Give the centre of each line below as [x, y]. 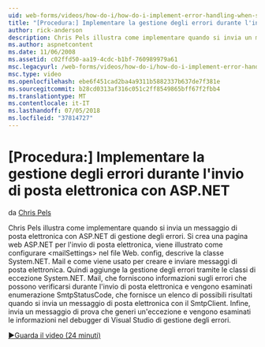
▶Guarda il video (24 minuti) [54, 335]
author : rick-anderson [45, 30]
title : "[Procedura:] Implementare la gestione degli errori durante [125, 23]
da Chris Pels [30, 212]
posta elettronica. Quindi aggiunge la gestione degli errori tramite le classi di [132, 270]
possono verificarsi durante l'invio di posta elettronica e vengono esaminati [130, 286]
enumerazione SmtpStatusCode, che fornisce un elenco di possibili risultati [130, 295]
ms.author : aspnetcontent [50, 45]
